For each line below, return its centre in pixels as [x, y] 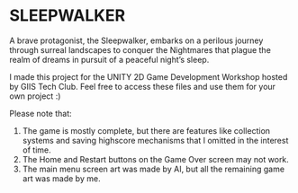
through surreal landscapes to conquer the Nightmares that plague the [140, 49]
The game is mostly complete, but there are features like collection [146, 130]
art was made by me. [61, 178]
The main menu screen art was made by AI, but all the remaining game [154, 169]
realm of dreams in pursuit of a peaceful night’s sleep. [109, 59]
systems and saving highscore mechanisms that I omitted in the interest [155, 140]
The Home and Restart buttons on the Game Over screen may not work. [156, 159]
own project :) [35, 96]
